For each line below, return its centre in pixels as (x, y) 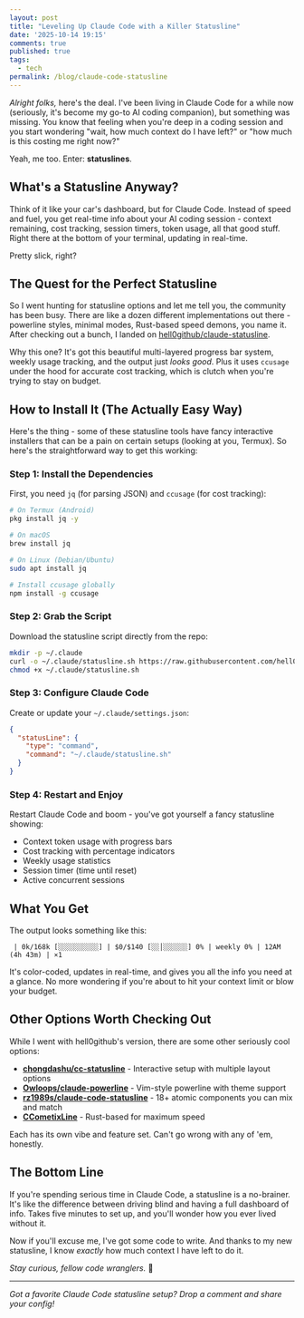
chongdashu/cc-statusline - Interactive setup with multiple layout (146, 1068)
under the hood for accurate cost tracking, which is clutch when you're (142, 372)
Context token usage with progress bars (97, 842)
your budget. (33, 991)
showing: (26, 824)
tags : (19, 60)
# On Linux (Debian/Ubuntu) (62, 560)
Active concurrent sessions (73, 880)
